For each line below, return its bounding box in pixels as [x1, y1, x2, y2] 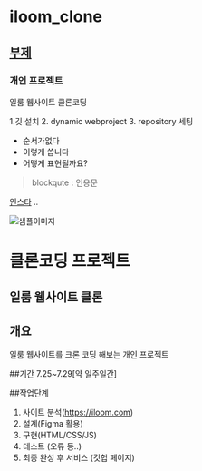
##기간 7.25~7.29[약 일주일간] [9, 368, 118, 379]
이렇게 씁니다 [22, 146, 70, 157]
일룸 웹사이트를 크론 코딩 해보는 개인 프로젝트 [9, 349, 169, 360]
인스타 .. [9, 196, 39, 207]
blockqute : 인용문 [31, 177, 98, 188]
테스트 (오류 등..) [22, 441, 82, 452]
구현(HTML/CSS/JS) [22, 429, 98, 441]
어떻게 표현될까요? [22, 157, 88, 169]
